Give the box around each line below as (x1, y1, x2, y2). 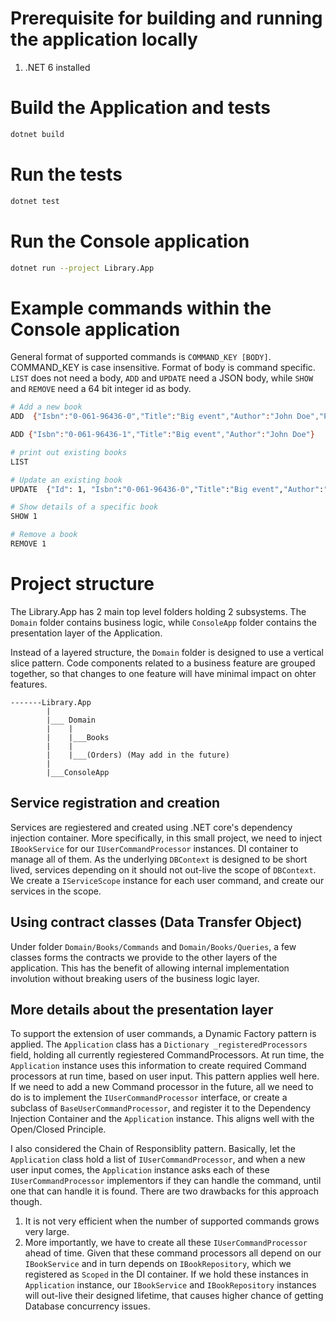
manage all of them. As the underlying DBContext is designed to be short (10, 853, 308, 865)
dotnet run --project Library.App (10, 263, 155, 273)
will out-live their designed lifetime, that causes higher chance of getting (24, 1290, 324, 1302)
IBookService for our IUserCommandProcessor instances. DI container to (10, 842, 299, 854)
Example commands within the (10, 297, 272, 319)
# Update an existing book (10, 475, 123, 485)
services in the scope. (10, 885, 102, 897)
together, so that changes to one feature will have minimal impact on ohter (10, 667, 317, 679)
